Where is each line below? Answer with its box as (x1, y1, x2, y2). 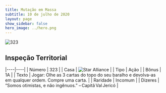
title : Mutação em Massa (5, 7, 56, 12)
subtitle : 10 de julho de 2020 (5, 12, 70, 17)
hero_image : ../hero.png (5, 26, 56, 31)
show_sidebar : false (5, 21, 48, 26)
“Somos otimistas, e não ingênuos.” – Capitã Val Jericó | (5, 82, 118, 88)
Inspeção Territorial (5, 53, 67, 62)
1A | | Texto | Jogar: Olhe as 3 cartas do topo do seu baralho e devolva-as (5, 72, 156, 78)
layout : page (5, 16, 32, 21)
